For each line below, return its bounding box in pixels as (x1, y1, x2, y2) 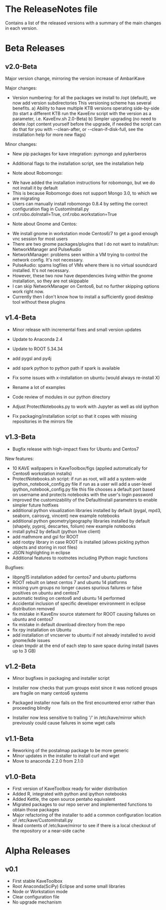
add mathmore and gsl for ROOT (12, 533, 79, 539)
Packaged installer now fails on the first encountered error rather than (12, 700, 155, 706)
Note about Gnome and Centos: (12, 221, 77, 227)
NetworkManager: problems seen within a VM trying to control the (12, 252, 148, 258)
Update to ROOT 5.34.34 (12, 346, 63, 352)
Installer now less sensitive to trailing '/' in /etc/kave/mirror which (12, 715, 146, 720)
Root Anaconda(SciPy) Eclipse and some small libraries (12, 883, 125, 889)
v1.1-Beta (5, 734, 34, 743)
